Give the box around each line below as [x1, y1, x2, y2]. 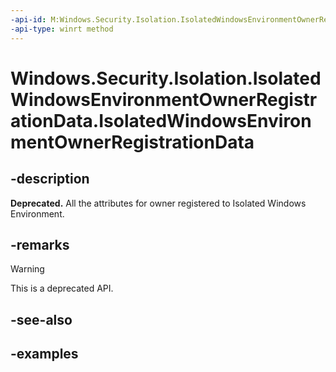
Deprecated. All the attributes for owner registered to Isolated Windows [10, 197, 307, 209]
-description [10, 171, 90, 188]
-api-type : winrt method [10, 24, 114, 34]
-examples [10, 346, 79, 363]
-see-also [10, 311, 73, 328]
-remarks [10, 236, 70, 253]
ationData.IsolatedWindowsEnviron [10, 109, 312, 132]
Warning [10, 263, 45, 275]
